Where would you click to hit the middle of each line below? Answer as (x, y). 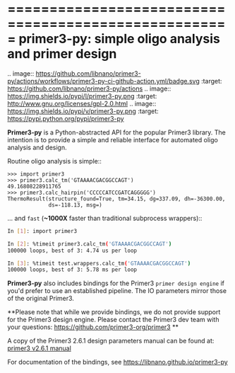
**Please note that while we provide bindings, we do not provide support (114, 312)
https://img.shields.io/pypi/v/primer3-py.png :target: (83, 111)
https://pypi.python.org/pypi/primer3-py (66, 118)
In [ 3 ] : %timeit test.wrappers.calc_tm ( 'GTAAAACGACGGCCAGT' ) (99, 263)
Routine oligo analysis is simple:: (55, 161)
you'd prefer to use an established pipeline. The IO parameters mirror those (117, 291)
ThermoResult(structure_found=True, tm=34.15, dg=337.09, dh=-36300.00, (116, 199)
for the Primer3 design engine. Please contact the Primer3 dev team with (113, 320)
